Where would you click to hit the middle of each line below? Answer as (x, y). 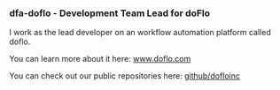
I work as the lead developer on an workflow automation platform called (140, 33)
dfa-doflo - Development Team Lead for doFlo (110, 13)
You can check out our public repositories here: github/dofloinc (125, 76)
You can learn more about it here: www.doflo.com (100, 59)
